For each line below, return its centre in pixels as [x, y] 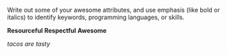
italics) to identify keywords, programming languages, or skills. [96, 17]
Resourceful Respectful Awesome [57, 31]
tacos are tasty [29, 44]
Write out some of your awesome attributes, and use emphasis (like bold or [113, 10]
